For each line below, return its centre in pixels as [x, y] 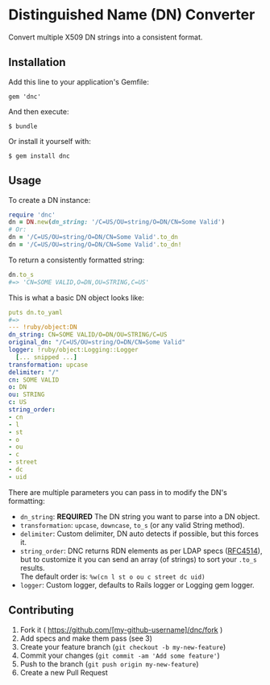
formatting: [27, 501]
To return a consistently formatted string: [77, 260]
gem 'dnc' [25, 97]
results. [33, 567]
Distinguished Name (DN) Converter [132, 15]
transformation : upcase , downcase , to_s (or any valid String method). [132, 525]
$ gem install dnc [39, 156]
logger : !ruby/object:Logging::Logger [73, 350]
